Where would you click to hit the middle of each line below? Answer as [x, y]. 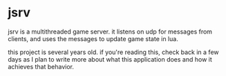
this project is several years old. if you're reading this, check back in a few [114, 52]
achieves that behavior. [41, 66]
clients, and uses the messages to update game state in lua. [93, 38]
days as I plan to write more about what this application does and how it [110, 59]
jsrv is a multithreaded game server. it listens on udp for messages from [110, 31]
